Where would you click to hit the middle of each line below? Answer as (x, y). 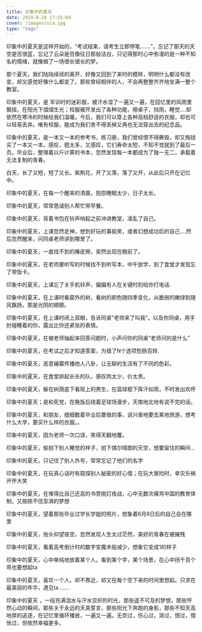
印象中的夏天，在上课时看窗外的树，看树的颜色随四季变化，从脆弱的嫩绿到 (98, 298)
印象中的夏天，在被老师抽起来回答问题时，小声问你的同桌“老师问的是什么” (98, 338)
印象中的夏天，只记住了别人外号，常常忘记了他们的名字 (75, 461)
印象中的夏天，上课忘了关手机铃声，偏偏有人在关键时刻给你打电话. (89, 285)
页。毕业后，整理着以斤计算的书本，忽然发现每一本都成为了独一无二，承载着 (101, 152)
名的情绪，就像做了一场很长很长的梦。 (54, 61)
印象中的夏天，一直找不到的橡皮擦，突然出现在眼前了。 (75, 252)
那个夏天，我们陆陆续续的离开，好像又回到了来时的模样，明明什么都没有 (96, 74)
